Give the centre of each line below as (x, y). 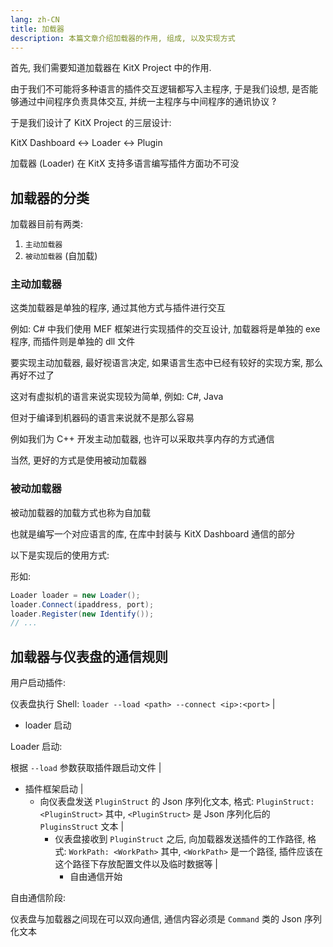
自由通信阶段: (38, 898)
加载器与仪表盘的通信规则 (89, 656)
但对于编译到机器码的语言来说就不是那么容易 (102, 418)
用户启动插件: (38, 683)
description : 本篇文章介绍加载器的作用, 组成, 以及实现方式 (123, 38)
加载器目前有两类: (47, 224)
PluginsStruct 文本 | (82, 827)
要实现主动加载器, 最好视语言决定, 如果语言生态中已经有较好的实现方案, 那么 (166, 363)
